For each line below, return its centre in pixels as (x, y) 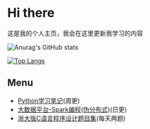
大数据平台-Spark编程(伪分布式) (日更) (72, 109)
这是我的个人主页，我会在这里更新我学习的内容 (75, 33)
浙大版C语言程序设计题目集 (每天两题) (71, 118)
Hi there (31, 13)
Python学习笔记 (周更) (49, 100)
